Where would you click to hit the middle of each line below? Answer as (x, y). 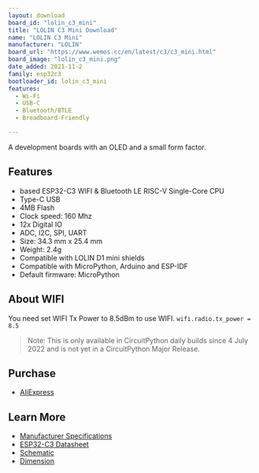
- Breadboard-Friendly (52, 118)
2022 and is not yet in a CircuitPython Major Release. (114, 349)
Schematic (37, 453)
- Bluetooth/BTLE (44, 111)
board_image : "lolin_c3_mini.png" (65, 60)
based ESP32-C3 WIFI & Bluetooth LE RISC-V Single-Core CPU (122, 190)
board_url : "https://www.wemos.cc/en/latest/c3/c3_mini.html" (112, 52)
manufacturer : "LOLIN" (45, 45)
